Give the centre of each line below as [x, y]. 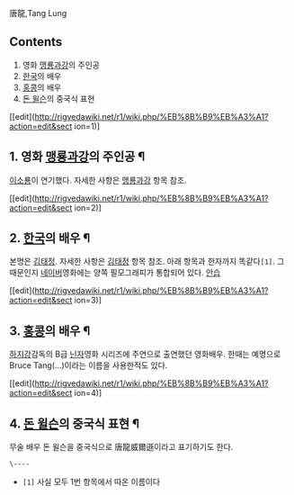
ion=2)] [88, 207]
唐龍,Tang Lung [38, 13]
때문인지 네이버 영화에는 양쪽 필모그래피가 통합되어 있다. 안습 [115, 273]
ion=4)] [88, 393]
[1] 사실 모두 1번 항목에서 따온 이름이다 [91, 482]
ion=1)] [87, 126]
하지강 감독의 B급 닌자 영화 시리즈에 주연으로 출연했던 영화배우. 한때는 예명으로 [145, 355]
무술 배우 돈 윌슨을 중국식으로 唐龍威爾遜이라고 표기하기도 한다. [121, 447]
